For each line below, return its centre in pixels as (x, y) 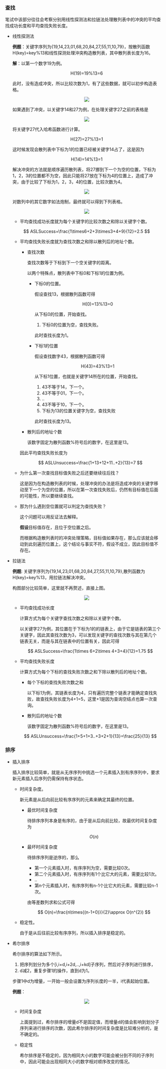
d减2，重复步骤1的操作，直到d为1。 (56, 971)
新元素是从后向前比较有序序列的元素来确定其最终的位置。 (78, 799)
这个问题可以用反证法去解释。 (50, 517)
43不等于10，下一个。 (64, 405)
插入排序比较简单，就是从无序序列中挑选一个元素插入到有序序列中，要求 (86, 772)
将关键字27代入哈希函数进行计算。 (47, 129)
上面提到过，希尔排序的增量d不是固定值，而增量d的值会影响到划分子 (89, 1022)
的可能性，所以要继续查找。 (48, 496)
